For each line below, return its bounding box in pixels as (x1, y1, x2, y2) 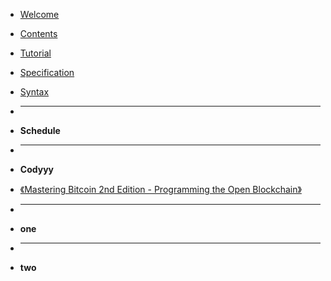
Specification (19, 67, 75, 78)
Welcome (19, 9, 60, 20)
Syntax (19, 86, 50, 98)
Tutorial (19, 47, 52, 59)
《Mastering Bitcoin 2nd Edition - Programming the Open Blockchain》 (19, 184, 302, 195)
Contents (19, 28, 58, 39)
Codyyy (19, 164, 54, 175)
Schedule (19, 125, 61, 136)
